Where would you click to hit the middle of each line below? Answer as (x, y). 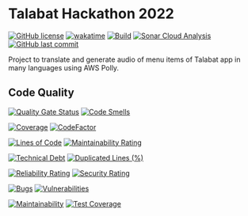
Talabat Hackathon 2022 (91, 14)
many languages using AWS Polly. (64, 67)
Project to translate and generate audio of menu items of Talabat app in (124, 59)
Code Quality (41, 93)
